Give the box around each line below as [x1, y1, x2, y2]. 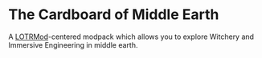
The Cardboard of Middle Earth [8, 6, 219, 24]
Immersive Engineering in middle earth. [8, 40, 138, 49]
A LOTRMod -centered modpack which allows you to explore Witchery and [8, 32, 255, 41]
